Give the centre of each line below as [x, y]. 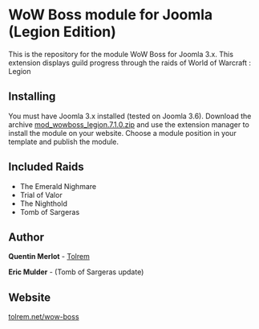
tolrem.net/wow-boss [44, 317]
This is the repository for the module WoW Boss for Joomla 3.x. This [121, 54]
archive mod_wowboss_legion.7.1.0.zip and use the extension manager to [129, 124]
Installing [32, 97]
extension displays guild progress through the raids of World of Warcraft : [129, 63]
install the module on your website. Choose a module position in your [122, 133]
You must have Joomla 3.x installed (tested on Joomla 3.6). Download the [130, 116]
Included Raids [46, 167]
